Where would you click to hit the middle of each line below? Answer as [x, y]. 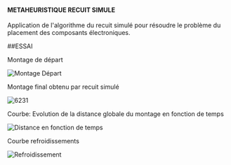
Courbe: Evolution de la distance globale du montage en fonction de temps [116, 114]
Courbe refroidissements [43, 141]
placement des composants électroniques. [69, 33]
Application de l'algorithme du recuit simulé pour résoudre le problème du [114, 25]
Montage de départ [35, 60]
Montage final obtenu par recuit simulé [63, 87]
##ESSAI [20, 46]
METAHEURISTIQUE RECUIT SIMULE [61, 10]
